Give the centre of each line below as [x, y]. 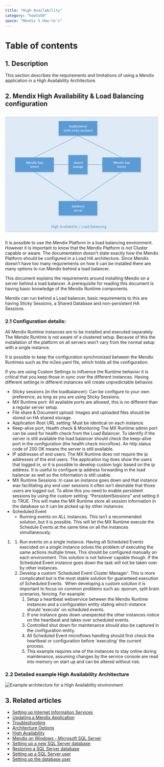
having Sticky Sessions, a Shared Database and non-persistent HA [72, 303]
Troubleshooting [29, 723]
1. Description [26, 64]
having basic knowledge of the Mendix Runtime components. [67, 288]
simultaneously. [35, 533]
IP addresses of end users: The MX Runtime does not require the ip [80, 454]
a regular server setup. [35, 408]
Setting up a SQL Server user [42, 754]
